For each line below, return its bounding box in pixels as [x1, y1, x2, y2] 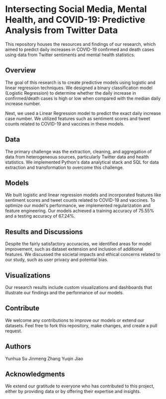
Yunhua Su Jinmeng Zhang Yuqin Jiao [5, 355, 83, 362]
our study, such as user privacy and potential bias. [5, 257, 108, 263]
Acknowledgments [5, 370, 66, 379]
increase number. [5, 101, 41, 107]
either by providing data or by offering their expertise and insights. [5, 389, 141, 395]
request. [5, 328, 22, 334]
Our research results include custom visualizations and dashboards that [5, 284, 153, 290]
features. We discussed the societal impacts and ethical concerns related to [5, 252, 161, 258]
